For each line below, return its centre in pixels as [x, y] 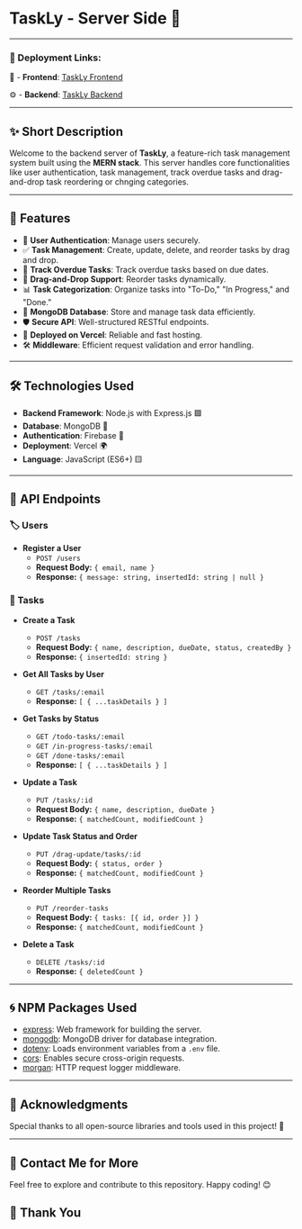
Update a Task [50, 782]
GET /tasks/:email [70, 692]
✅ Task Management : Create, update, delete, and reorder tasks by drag [156, 249]
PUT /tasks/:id [64, 800]
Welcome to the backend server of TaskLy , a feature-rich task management [150, 153]
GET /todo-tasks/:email [80, 736]
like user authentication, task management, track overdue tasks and [135, 172]
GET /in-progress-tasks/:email [94, 746]
